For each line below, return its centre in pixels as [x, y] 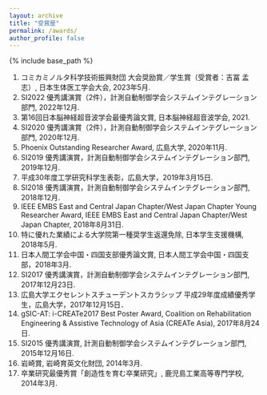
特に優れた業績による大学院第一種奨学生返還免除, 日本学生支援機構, [132, 235]
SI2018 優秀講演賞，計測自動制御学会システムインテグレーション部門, [135, 187]
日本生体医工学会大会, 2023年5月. [95, 87]
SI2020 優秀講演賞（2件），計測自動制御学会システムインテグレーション [139, 127]
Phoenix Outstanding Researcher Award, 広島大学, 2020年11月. [124, 147]
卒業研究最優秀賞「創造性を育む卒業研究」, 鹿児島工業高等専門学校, [132, 373]
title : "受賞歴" [34, 23]
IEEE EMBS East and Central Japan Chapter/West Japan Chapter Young [138, 207]
